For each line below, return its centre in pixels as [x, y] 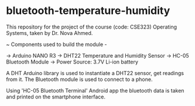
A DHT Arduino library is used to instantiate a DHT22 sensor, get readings [95, 73]
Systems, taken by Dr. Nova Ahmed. [49, 33]
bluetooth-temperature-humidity [88, 11]
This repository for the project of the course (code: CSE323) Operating [92, 27]
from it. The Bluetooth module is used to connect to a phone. [79, 79]
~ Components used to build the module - [57, 44]
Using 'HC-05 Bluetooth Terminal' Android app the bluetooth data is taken [95, 90]
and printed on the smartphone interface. [56, 97]
